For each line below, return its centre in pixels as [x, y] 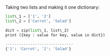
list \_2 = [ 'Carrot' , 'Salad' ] [38, 21]
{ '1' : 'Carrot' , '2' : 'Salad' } [38, 49]
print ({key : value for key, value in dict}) [55, 35]
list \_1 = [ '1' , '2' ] [28, 16]
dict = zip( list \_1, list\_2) [37, 30]
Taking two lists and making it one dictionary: [52, 7]
